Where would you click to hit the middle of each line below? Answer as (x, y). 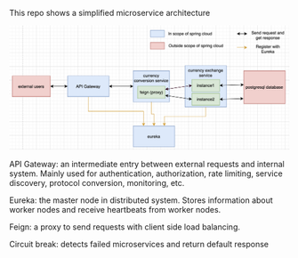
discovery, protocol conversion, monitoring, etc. (97, 182)
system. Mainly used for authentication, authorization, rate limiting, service (146, 173)
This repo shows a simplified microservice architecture (110, 13)
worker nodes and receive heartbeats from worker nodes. (115, 209)
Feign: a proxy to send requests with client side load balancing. (125, 227)
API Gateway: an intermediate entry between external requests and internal (147, 164)
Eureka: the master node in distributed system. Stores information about (141, 200)
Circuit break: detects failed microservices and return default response (139, 244)
